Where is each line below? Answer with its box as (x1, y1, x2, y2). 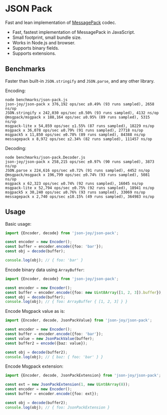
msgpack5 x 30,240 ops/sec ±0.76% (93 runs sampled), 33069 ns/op (5, 190, 146, 195)
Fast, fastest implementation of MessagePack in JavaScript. (12, 29, 135, 35)
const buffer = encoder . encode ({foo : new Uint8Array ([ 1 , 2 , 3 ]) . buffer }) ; (5, 290, 164, 295)
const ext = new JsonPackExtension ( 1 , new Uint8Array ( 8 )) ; (5, 382, 130, 387)
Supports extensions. (12, 50, 56, 56)
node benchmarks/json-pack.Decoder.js (5, 155, 85, 160)
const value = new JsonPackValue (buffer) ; (5, 336, 94, 341)
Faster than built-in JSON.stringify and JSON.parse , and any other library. (5, 78, 155, 84)
